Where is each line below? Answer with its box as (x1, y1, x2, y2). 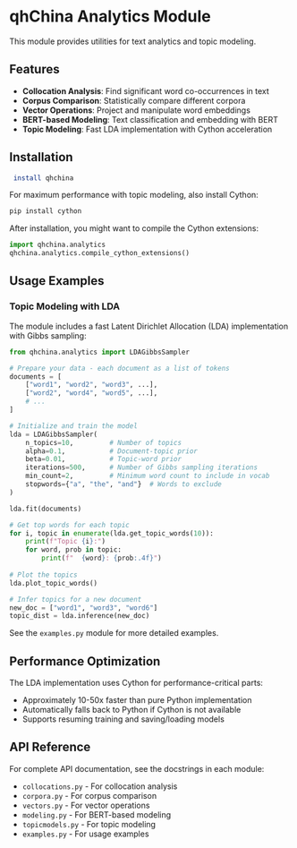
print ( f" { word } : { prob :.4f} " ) (41, 553, 163, 563)
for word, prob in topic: (25, 545, 123, 554)
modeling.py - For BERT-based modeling (21, 809, 172, 820)
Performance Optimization (9, 654, 161, 669)
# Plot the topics (9, 570, 78, 579)
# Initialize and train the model (9, 421, 139, 431)
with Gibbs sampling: (9, 330, 87, 341)
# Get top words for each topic (9, 520, 130, 529)
